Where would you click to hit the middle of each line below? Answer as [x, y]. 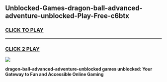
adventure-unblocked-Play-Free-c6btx [67, 16]
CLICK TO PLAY [24, 30]
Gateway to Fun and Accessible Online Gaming [54, 74]
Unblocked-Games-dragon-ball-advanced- [74, 8]
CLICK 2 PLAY [22, 49]
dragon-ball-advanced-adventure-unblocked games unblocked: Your [79, 69]
